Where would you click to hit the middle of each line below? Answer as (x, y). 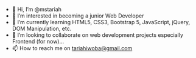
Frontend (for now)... (38, 41)
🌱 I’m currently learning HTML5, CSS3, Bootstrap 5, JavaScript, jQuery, (101, 22)
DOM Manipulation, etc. (42, 28)
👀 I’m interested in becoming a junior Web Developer (78, 16)
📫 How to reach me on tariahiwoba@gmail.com (72, 48)
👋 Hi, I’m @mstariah (37, 9)
